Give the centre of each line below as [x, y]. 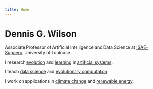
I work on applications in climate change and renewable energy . [69, 81]
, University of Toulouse [46, 52]
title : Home [17, 10]
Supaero [14, 52]
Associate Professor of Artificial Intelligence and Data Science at [70, 47]
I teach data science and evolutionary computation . [57, 71]
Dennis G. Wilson [41, 33]
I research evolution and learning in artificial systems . [59, 62]
